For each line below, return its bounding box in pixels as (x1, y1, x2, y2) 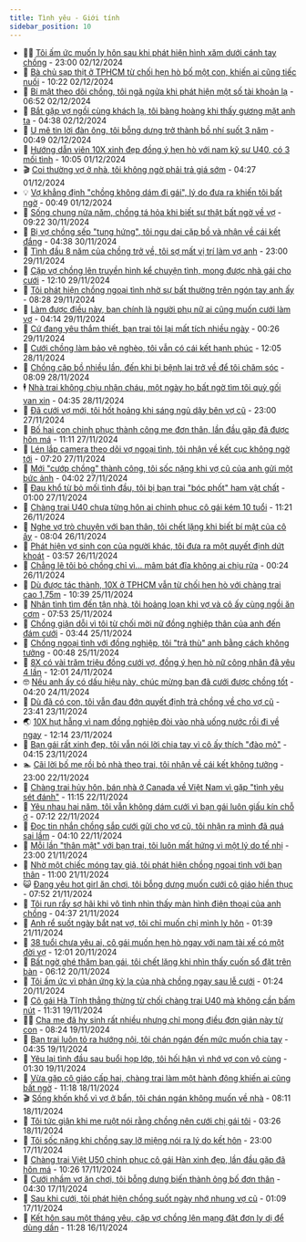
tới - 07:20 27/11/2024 (22, 453, 107, 464)
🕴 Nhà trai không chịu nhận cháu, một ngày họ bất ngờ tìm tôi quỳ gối (22, 381, 281, 392)
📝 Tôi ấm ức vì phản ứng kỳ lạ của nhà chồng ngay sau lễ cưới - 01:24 (22, 976, 284, 986)
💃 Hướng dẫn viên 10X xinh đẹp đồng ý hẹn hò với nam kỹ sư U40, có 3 (22, 143, 291, 155)
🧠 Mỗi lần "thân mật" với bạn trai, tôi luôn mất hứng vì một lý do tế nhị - (22, 840, 290, 851)
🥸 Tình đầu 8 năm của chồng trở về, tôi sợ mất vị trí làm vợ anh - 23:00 (22, 245, 289, 256)
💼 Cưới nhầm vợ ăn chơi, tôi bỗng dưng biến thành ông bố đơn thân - (22, 1174, 280, 1185)
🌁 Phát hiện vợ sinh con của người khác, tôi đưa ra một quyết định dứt (22, 540, 285, 551)
